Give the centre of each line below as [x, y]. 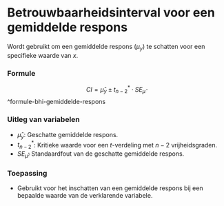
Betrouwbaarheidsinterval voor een [111, 13]
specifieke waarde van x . [43, 55]
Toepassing [27, 173]
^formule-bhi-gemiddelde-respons [56, 102]
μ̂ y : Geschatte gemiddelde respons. [68, 135]
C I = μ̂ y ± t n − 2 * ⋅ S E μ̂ [116, 90]
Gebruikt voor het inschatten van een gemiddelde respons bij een [110, 188]
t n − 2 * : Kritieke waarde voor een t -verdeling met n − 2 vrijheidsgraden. [117, 145]
